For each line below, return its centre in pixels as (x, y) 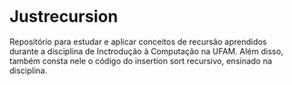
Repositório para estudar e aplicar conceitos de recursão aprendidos (138, 42)
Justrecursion (64, 17)
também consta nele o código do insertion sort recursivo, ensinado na (141, 61)
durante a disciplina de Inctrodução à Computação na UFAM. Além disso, (146, 51)
